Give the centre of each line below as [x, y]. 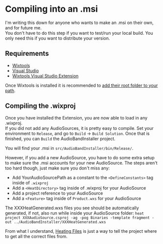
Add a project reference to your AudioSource [58, 193]
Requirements [27, 54]
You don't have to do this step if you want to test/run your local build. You [79, 33]
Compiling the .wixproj [40, 106]
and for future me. [23, 27]
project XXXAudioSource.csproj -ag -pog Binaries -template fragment [78, 218]
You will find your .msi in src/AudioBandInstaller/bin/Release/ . [69, 148]
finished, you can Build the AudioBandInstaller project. [60, 139]
